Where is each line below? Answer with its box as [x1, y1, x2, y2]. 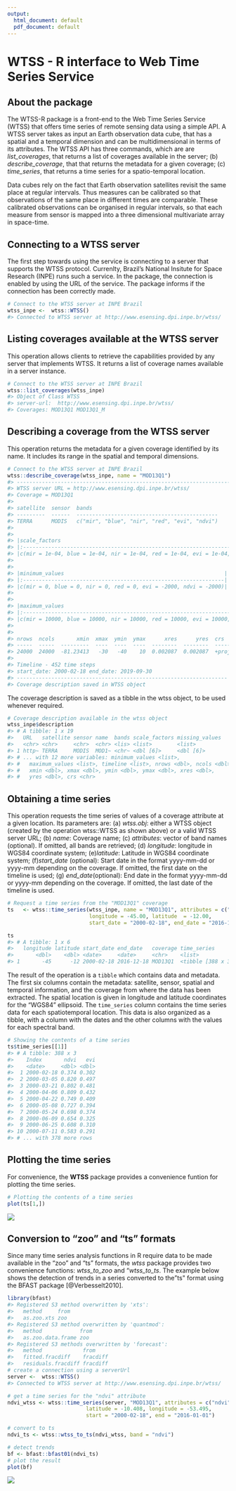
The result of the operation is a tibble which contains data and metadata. [7, 971, 221, 979]
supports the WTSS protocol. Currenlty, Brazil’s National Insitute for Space [7, 265, 223, 273]
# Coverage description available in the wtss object [7, 714, 169, 722]
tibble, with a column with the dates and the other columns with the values [7, 1016, 223, 1024]
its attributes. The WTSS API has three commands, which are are [7, 145, 195, 153]
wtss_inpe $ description [7, 721, 74, 728]
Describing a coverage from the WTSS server [7, 426, 210, 438]
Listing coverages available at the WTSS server [7, 333, 219, 345]
